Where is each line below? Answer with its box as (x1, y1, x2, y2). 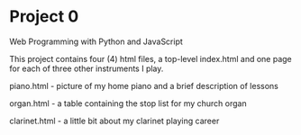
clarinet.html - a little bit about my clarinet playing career (9, 115, 220, 126)
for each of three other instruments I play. (9, 63, 164, 74)
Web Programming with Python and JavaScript (9, 36, 183, 47)
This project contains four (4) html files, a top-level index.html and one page (9, 53, 292, 64)
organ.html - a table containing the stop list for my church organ (9, 97, 247, 109)
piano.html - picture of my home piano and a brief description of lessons (9, 80, 279, 91)
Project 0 (9, 6, 79, 27)
